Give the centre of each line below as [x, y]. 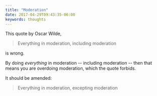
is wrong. [15, 53]
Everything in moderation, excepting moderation [68, 88]
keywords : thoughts [26, 19]
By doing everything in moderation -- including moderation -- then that [79, 63]
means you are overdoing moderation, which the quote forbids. [71, 68]
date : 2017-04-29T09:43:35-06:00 [40, 15]
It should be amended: [28, 78]
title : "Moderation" [27, 10]
